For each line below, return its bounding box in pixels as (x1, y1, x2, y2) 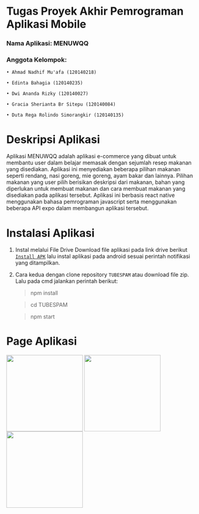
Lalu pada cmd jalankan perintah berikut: (15, 277, 118, 285)
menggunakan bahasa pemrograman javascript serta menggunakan (6, 198, 177, 205)
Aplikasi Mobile (6, 17, 87, 31)
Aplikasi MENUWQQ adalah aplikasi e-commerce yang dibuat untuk (6, 153, 177, 160)
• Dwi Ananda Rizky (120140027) (6, 90, 89, 97)
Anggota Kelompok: (6, 56, 67, 64)
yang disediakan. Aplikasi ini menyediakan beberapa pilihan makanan (6, 166, 181, 173)
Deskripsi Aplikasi (6, 133, 100, 146)
